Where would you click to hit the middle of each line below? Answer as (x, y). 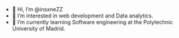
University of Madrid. (39, 28)
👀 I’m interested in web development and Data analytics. (82, 16)
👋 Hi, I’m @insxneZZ (37, 9)
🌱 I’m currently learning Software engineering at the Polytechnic (93, 22)
